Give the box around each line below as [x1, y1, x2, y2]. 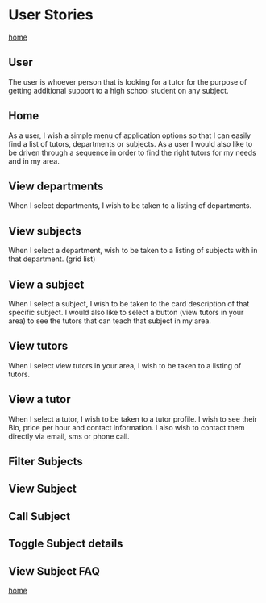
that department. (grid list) [8, 254, 96, 264]
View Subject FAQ [8, 564, 101, 578]
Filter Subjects [8, 455, 83, 468]
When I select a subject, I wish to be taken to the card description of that [8, 299, 250, 308]
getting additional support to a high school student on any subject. [8, 85, 229, 95]
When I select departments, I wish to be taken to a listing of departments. [8, 201, 252, 210]
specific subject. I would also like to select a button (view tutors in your [8, 308, 244, 317]
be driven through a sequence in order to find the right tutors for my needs [8, 148, 256, 157]
